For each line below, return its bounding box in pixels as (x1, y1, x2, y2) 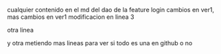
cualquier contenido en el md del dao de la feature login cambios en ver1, (7, 6, 215, 13)
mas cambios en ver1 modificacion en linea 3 (7, 13, 135, 21)
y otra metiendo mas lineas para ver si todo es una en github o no (7, 39, 193, 47)
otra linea (7, 26, 34, 34)
